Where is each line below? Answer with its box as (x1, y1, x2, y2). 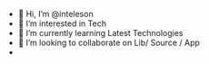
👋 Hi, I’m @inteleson (17, 9, 94, 19)
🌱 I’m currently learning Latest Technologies (17, 28, 184, 38)
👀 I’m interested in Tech (17, 18, 107, 29)
